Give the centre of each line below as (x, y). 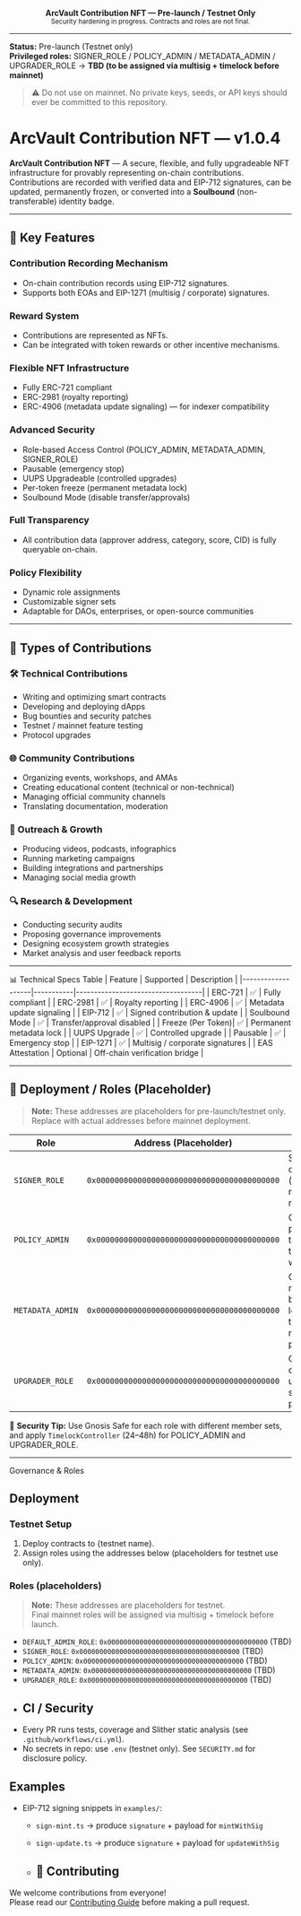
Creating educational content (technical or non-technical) (128, 788)
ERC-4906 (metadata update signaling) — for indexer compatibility (146, 406)
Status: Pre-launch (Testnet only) (71, 47)
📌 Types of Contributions (81, 648)
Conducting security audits (72, 924)
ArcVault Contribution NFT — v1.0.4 (145, 139)
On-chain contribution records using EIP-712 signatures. (126, 283)
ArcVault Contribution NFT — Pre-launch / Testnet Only (150, 13)
